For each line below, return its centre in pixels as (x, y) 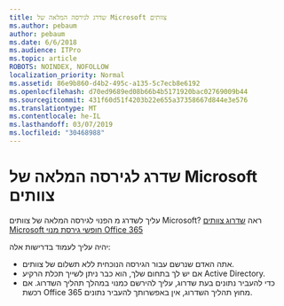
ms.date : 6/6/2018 (43, 42)
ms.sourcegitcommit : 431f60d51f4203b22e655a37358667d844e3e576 (129, 100)
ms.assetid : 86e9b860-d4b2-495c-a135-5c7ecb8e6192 (105, 83)
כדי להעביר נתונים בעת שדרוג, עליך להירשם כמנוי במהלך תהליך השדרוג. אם (148, 282)
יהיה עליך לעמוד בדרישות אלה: (60, 247)
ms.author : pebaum (43, 26)
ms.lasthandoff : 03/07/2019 (61, 125)
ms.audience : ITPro (45, 51)
